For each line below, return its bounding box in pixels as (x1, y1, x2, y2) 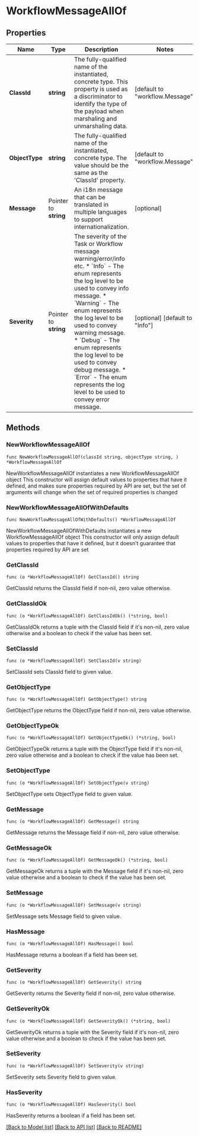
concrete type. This (73, 78, 129, 85)
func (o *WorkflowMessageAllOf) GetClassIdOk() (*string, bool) (6, 613, 168, 619)
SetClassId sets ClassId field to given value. (6, 668, 113, 675)
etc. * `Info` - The (73, 262, 124, 270)
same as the (73, 169, 108, 177)
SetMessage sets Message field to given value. (6, 913, 121, 920)
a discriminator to (73, 92, 123, 100)
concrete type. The (73, 154, 127, 162)
